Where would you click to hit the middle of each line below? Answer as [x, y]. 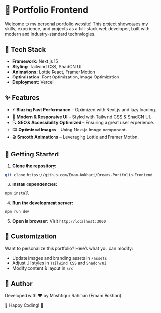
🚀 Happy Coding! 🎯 [24, 305]
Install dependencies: [35, 184]
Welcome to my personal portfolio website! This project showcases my [77, 24]
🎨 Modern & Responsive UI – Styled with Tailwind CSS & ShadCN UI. [81, 117]
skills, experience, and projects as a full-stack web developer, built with [77, 28]
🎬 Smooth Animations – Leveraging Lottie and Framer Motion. [75, 137]
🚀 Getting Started [32, 154]
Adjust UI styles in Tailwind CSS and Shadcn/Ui [59, 263]
